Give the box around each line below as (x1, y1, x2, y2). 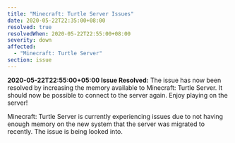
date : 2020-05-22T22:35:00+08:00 (7, 17, 106, 24)
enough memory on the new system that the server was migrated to (7, 120, 205, 128)
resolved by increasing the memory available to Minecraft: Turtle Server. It (7, 83, 223, 92)
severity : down (7, 37, 52, 44)
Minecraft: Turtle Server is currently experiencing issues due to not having (7, 112, 224, 120)
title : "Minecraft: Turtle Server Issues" (7, 10, 134, 18)
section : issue (7, 57, 52, 64)
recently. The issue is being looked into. (7, 127, 123, 135)
